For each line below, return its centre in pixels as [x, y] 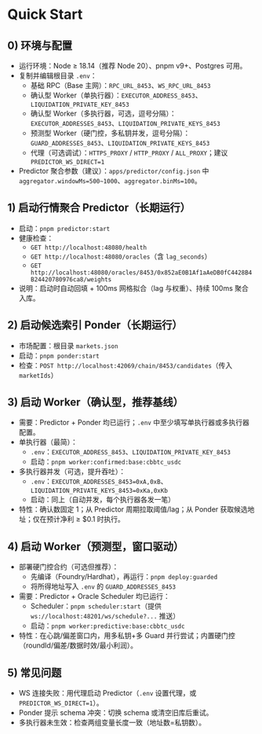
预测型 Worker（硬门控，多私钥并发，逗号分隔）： [110, 133]
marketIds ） [38, 375]
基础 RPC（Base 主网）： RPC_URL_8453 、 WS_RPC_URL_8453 [120, 85]
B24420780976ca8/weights [71, 279]
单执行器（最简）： [48, 442]
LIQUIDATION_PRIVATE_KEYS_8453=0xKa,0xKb [99, 491]
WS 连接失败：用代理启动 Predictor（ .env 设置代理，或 [107, 693]
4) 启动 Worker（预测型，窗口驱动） [96, 547]
